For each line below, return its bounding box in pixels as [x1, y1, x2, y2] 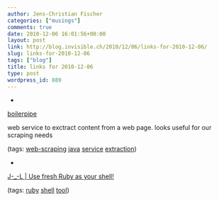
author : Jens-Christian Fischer [7, 10, 103, 18]
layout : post [7, 37, 46, 44]
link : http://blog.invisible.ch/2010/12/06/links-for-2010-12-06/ [7, 43, 208, 50]
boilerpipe [7, 109, 38, 118]
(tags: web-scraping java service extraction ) [7, 145, 137, 153]
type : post [7, 70, 40, 77]
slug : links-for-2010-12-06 [7, 50, 91, 58]
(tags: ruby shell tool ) [7, 186, 69, 195]
